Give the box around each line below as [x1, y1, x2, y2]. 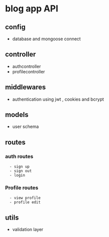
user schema [12, 123, 39, 129]
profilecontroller [12, 68, 45, 74]
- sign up [9, 164, 30, 169]
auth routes [5, 153, 34, 160]
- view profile [9, 195, 41, 201]
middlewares [5, 83, 46, 92]
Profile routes [5, 184, 38, 191]
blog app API [5, 3, 58, 14]
